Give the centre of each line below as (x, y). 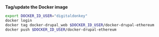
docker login (19, 20)
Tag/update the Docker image (37, 7)
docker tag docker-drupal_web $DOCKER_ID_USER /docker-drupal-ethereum (80, 25)
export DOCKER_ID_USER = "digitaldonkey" (46, 16)
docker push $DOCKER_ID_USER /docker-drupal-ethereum (61, 29)
